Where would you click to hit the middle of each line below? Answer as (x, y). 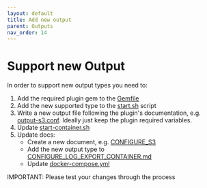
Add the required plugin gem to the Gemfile (78, 98)
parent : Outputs (30, 26)
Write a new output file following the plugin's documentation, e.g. (109, 113)
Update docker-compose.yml (68, 164)
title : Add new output (39, 20)
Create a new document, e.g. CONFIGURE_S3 (91, 142)
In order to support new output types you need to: (78, 85)
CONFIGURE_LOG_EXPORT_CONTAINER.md (89, 157)
